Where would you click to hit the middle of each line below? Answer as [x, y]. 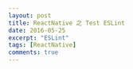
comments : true [33, 52]
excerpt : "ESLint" [39, 38]
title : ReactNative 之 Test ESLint [66, 23]
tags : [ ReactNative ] [43, 45]
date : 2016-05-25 [37, 30]
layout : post [30, 15]
